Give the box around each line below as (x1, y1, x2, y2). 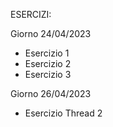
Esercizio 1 (24, 47, 70, 59)
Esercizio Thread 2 (24, 107, 103, 119)
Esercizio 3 (24, 69, 72, 80)
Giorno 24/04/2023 (10, 28, 92, 39)
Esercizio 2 (24, 58, 72, 69)
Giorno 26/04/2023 (10, 88, 92, 99)
